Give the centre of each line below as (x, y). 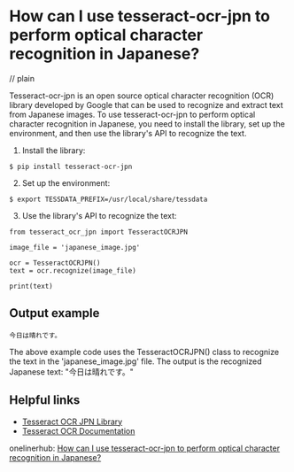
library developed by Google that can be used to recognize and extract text (146, 104)
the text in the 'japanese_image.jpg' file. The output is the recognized (135, 361)
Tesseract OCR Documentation (78, 430)
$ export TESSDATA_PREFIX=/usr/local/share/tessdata (108, 199)
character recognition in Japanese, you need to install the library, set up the (147, 124)
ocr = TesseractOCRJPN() (55, 263)
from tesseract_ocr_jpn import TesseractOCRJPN (99, 232)
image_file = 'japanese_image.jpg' (75, 247)
